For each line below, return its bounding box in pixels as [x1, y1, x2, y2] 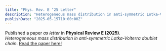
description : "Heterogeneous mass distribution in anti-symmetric [5, 12, 145, 17]
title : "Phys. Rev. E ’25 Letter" [5, 7, 77, 12]
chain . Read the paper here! [5, 41, 62, 47]
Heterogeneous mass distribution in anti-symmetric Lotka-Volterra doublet [5, 35, 158, 41]
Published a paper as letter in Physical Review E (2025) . [5, 30, 121, 36]
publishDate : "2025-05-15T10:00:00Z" [5, 16, 83, 21]
